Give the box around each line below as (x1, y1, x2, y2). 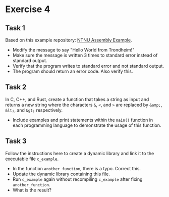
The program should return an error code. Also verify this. (12, 68, 133, 74)
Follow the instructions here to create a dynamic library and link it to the (5, 150, 154, 156)
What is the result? (12, 187, 52, 193)
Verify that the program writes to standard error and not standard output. (12, 63, 164, 69)
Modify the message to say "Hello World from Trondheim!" (12, 47, 135, 53)
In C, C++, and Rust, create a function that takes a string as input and (5, 96, 149, 102)
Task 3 (5, 137, 27, 145)
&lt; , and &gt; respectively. (5, 107, 63, 113)
